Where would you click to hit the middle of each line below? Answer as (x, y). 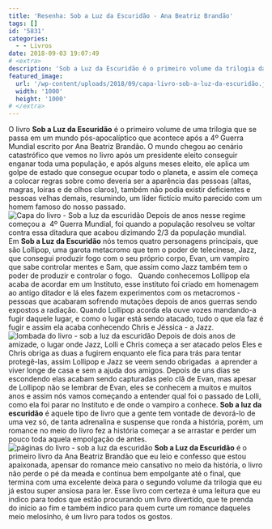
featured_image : (36, 76)
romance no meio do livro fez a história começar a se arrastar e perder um (132, 431)
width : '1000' (39, 91)
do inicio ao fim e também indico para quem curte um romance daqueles (130, 508)
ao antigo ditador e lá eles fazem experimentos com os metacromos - (124, 293)
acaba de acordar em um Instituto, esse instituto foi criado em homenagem (134, 284)
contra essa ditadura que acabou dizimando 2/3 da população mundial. (127, 233)
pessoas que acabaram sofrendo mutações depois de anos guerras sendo (133, 301)
